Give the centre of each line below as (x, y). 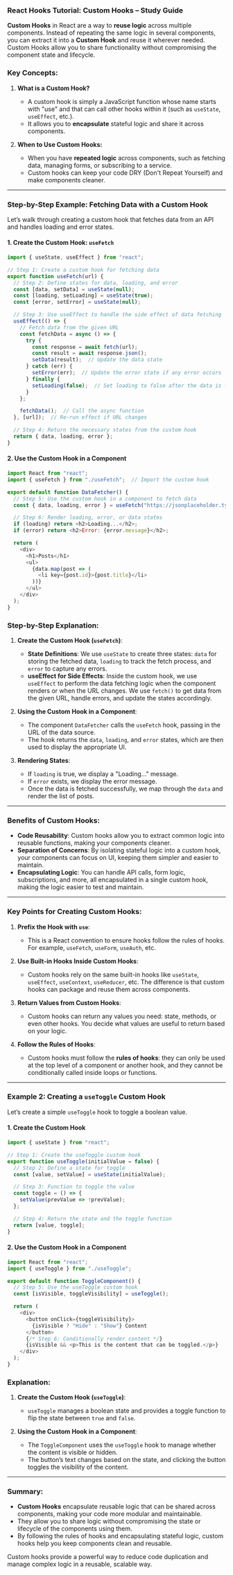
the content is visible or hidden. (72, 1452)
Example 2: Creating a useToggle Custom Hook (86, 1096)
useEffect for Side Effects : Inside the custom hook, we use (112, 675)
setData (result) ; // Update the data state (97, 360)
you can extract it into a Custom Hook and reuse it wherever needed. (106, 40)
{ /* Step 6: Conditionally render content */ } (94, 1339)
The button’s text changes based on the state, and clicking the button (127, 1460)
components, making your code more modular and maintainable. (110, 1514)
